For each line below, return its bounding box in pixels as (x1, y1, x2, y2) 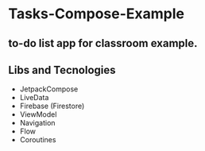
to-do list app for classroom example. (8, 37, 198, 50)
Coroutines (19, 135, 56, 145)
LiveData (19, 93, 49, 103)
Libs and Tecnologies (8, 63, 117, 76)
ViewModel (19, 110, 57, 119)
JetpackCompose (19, 84, 79, 94)
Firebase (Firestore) (19, 101, 85, 111)
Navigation (19, 118, 56, 128)
